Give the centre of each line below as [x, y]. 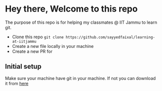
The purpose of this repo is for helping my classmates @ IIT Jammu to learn [81, 22]
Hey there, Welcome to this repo [71, 9]
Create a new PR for [32, 51]
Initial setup [23, 67]
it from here [17, 83]
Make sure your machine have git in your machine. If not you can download [81, 78]
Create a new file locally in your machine [53, 46]
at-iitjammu [24, 41]
